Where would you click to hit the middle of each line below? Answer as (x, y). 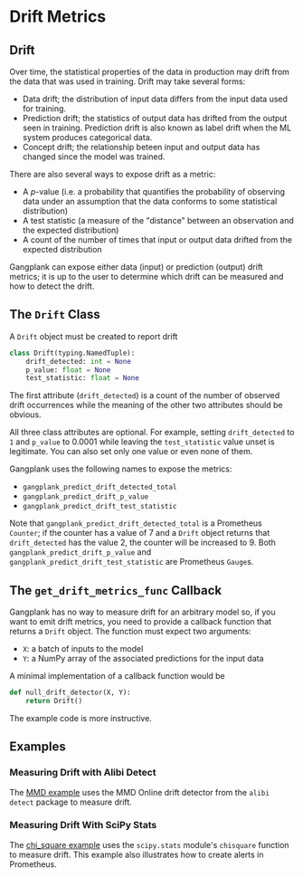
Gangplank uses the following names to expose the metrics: (121, 469)
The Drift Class (55, 315)
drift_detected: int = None (78, 361)
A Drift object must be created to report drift (94, 336)
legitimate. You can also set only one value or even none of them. (131, 452)
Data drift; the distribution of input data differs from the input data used (155, 99)
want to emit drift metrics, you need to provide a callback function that (141, 622)
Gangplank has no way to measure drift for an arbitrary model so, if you (142, 612)
